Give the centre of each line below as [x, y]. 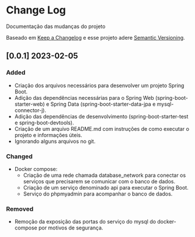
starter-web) [29, 104]
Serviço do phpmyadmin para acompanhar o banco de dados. [98, 194]
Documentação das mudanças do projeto [56, 26]
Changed [20, 156]
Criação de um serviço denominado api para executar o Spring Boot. [106, 187]
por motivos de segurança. [71, 228]
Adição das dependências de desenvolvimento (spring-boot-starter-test [101, 116]
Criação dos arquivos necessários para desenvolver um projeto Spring [99, 85]
